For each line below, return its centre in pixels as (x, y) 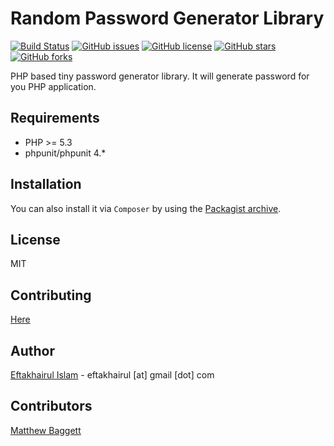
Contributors (51, 406)
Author (32, 350)
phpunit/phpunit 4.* (65, 153)
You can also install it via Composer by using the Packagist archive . (146, 208)
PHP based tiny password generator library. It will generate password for (160, 76)
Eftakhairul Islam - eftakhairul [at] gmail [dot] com (112, 375)
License (35, 239)
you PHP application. (53, 86)
